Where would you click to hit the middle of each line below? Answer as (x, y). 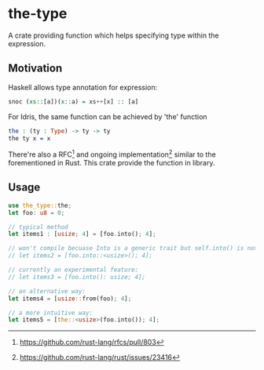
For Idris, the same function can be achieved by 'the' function (108, 116)
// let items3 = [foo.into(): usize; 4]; (77, 277)
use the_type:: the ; (40, 205)
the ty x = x (29, 138)
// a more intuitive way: (50, 313)
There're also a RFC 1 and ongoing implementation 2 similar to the (112, 154)
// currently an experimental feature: (73, 270)
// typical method (38, 227)
